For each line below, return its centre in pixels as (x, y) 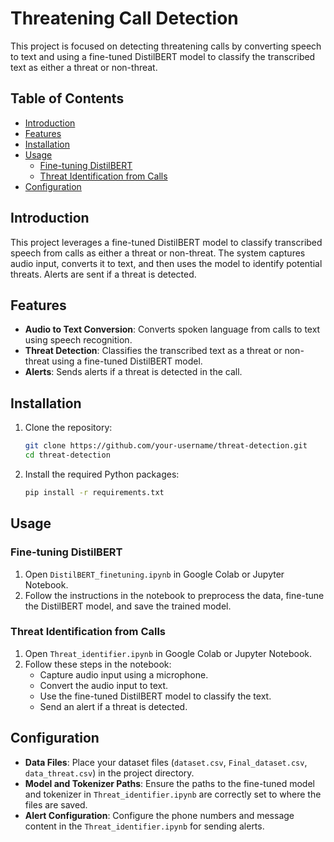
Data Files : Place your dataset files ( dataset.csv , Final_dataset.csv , (166, 762)
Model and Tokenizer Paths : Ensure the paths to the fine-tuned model (169, 783)
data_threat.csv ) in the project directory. (109, 773)
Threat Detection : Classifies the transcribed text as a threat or (153, 351)
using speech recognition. (78, 340)
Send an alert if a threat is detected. (113, 706)
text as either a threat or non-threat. (84, 67)
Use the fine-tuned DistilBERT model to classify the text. (155, 696)
